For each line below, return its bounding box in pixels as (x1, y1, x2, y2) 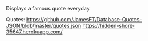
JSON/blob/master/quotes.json (6, 23, 81, 29)
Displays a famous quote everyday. (6, 5, 91, 12)
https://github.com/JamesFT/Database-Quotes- (26, 16, 142, 23)
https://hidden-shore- (82, 23, 135, 29)
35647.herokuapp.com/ (6, 28, 63, 35)
